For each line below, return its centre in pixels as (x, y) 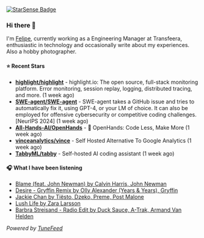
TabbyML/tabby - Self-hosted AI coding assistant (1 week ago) (95, 154)
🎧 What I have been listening (44, 168)
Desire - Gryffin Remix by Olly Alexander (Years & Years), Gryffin (97, 190)
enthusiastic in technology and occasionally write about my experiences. (98, 45)
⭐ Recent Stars (26, 66)
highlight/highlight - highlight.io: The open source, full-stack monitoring (107, 82)
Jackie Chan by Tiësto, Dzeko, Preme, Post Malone (80, 196)
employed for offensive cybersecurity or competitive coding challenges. (106, 114)
